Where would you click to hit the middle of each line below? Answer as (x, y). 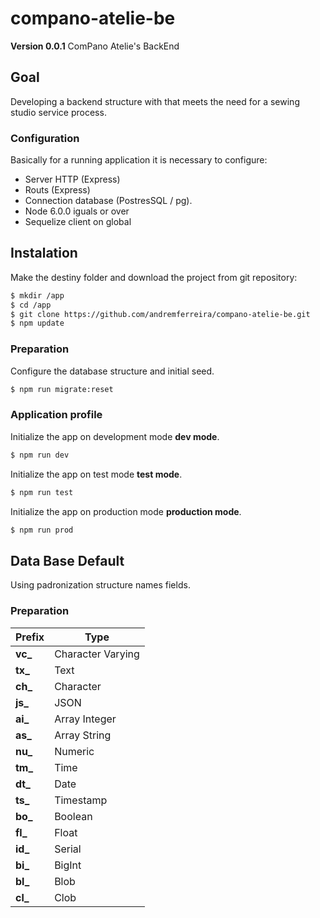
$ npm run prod (42, 530)
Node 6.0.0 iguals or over (77, 211)
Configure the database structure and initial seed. (112, 371)
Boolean (73, 816)
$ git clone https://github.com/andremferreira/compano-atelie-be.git (160, 314)
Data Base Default (67, 560)
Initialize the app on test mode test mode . (96, 474)
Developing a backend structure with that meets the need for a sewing (155, 101)
